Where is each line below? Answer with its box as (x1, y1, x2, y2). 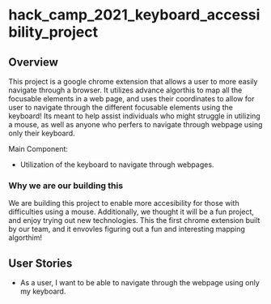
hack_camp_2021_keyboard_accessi (8, 6, 260, 24)
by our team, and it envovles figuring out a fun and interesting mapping (8, 225, 245, 234)
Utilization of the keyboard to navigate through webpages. (19, 160, 214, 169)
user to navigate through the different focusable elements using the (8, 103, 233, 112)
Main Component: (8, 144, 69, 153)
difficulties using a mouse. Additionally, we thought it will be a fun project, (8, 207, 255, 216)
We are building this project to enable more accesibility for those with (8, 199, 240, 208)
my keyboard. (19, 286, 66, 297)
